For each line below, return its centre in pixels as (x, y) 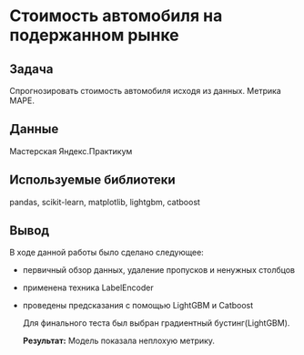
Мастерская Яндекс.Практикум (71, 151)
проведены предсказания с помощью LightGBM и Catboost (138, 306)
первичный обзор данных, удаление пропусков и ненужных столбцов (159, 270)
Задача (31, 69)
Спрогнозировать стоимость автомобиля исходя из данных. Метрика (146, 91)
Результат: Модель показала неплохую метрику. (119, 341)
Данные (34, 129)
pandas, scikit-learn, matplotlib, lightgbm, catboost (105, 202)
